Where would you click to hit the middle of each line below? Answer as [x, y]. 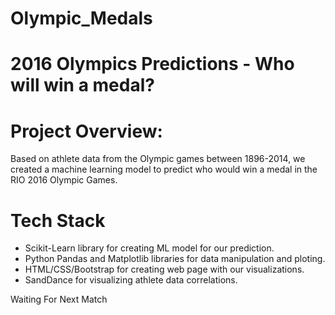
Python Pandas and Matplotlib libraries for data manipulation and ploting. [175, 259]
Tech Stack [58, 220]
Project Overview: [86, 131]
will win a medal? [82, 85]
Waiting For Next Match [59, 299]
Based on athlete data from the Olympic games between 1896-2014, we [158, 159]
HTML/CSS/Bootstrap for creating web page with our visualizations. [164, 269]
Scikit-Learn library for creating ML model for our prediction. [149, 248]
